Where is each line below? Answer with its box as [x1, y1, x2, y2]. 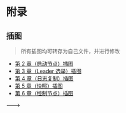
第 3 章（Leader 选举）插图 [14, 67, 82, 75]
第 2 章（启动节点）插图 [14, 60, 74, 67]
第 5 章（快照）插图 [14, 82, 63, 89]
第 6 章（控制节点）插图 [14, 90, 74, 96]
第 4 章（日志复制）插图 [14, 75, 74, 82]
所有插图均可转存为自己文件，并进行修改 [20, 48, 120, 54]
